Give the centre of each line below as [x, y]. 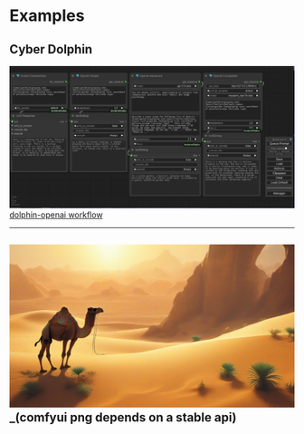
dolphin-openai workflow [56, 215]
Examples [47, 16]
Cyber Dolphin [51, 49]
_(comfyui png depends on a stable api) [123, 417]
